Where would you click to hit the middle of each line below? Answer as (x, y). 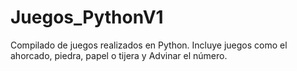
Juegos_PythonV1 (87, 17)
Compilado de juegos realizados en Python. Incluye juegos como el (149, 45)
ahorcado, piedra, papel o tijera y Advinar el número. (119, 55)
